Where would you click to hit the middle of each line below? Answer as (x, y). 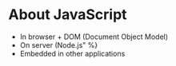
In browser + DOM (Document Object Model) (94, 37)
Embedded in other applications (72, 53)
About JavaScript (68, 15)
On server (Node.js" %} (59, 45)
